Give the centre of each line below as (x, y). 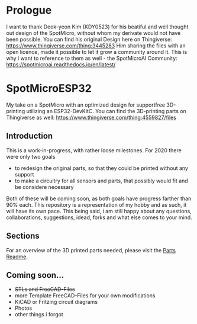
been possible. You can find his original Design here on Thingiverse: (89, 39)
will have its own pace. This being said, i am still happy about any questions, (99, 211)
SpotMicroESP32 (49, 89)
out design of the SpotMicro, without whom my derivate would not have (93, 33)
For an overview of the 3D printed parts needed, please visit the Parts (91, 250)
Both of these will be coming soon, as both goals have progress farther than (99, 198)
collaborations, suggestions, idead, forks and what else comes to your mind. (99, 217)
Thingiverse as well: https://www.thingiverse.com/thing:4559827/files (91, 117)
